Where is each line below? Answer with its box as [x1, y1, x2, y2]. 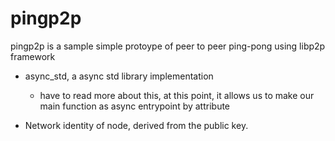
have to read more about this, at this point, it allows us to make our [39, 89, 315, 101]
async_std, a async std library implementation [24, 70, 214, 82]
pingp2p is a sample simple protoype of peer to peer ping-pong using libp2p [10, 40, 326, 52]
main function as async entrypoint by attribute [39, 100, 231, 112]
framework [10, 50, 56, 62]
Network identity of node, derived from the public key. [24, 119, 249, 131]
